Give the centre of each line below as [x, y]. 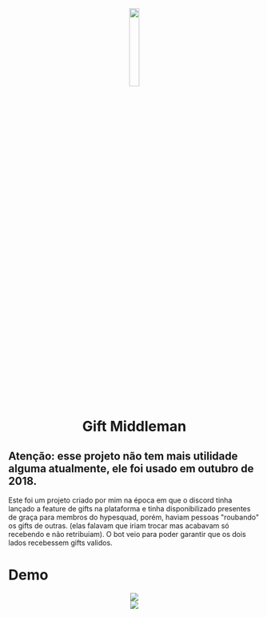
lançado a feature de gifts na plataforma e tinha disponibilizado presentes [130, 509]
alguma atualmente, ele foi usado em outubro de [131, 469]
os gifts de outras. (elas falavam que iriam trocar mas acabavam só [119, 526]
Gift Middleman [134, 427]
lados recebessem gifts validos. [61, 543]
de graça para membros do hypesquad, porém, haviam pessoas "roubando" [134, 517]
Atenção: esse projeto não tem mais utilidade [123, 456]
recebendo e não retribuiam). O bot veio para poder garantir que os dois [127, 534]
